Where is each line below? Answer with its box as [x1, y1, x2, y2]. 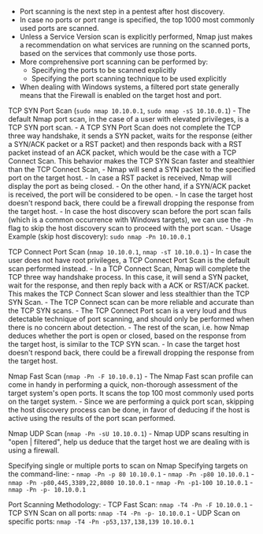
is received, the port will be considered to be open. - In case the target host [8, 190, 254, 199]
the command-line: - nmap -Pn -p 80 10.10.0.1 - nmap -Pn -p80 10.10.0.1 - [8, 469, 254, 479]
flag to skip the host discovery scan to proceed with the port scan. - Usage [8, 224, 252, 232]
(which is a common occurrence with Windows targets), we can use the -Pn [8, 215, 254, 224]
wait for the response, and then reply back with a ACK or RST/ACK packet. [8, 280, 250, 290]
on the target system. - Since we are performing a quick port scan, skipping [8, 397, 254, 406]
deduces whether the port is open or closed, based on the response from [8, 331, 246, 340]
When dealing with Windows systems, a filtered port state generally [19, 82, 239, 92]
